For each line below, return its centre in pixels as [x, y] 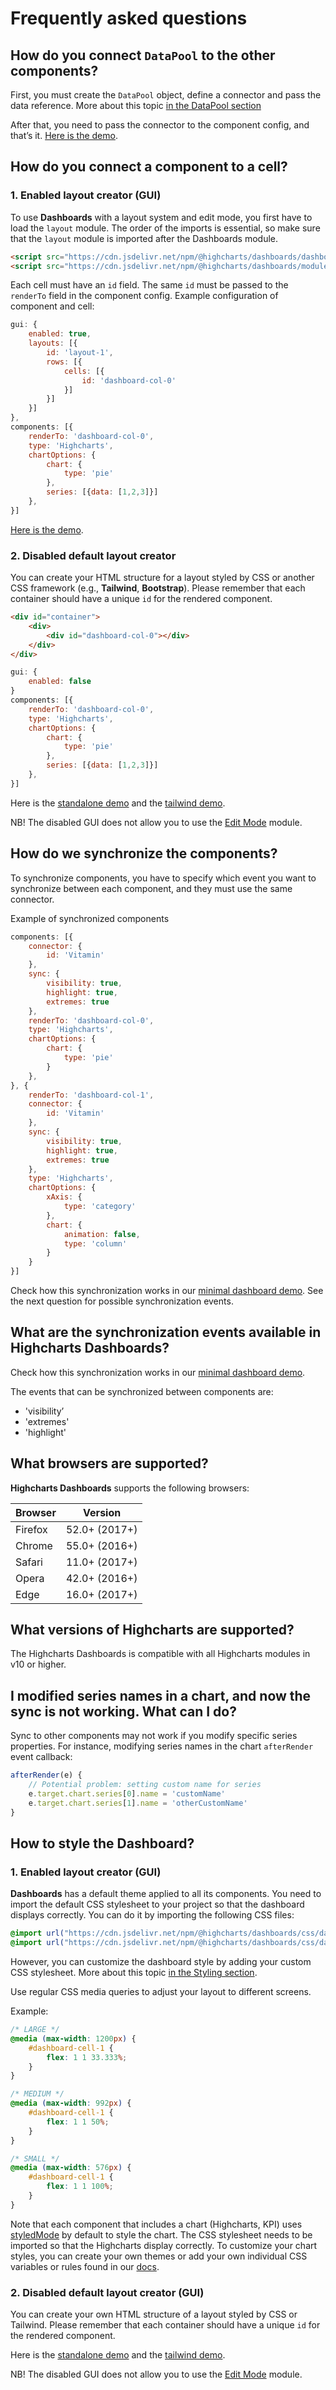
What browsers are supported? [109, 1463]
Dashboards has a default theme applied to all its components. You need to [166, 1894]
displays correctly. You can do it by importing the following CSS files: [152, 1915]
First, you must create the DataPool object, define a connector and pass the [166, 95]
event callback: [41, 1757]
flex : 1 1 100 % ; [80, 2187]
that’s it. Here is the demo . [64, 135]
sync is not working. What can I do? [123, 1711]
